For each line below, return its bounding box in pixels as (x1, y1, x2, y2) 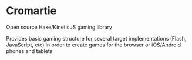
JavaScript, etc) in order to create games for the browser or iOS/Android (6, 41, 181, 48)
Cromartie (6, 4, 57, 18)
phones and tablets (6, 47, 53, 54)
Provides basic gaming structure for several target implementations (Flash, (6, 35, 187, 42)
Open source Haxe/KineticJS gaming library (6, 24, 113, 31)
